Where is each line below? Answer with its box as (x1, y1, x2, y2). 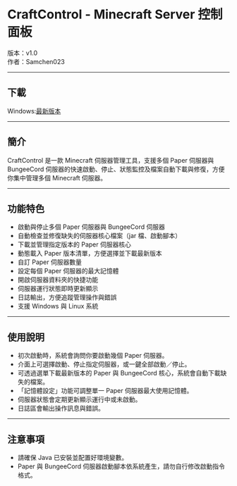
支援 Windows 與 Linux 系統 (17, 302, 99, 311)
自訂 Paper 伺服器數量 (17, 258, 83, 266)
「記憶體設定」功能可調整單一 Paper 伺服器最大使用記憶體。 (17, 387, 193, 395)
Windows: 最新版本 (7, 106, 61, 115)
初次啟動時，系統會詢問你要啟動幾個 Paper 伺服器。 (17, 351, 169, 360)
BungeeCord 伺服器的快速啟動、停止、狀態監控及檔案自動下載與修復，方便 (7, 165, 225, 173)
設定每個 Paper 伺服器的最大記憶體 (17, 267, 119, 275)
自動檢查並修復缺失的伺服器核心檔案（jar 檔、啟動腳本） (17, 232, 182, 240)
